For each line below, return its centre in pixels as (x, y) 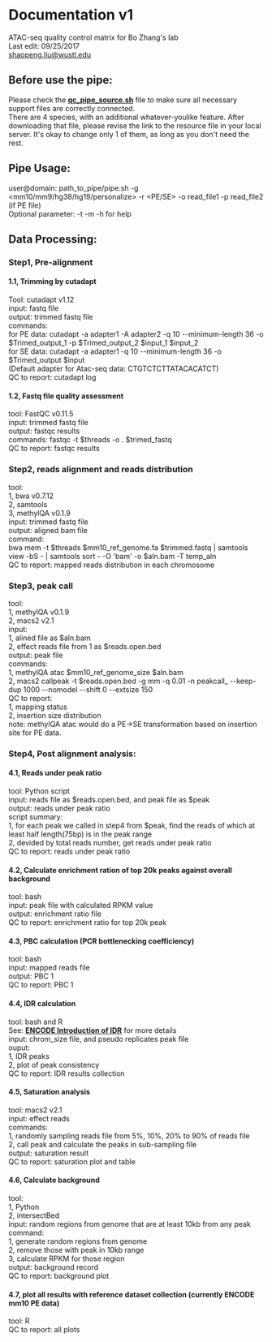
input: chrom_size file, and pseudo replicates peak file (99, 1039)
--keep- (243, 681)
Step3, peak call (41, 586)
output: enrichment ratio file (55, 914)
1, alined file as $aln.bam (50, 638)
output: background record (54, 1267)
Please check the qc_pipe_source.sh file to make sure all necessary (123, 100)
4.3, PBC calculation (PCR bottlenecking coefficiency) (101, 941)
